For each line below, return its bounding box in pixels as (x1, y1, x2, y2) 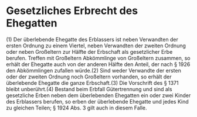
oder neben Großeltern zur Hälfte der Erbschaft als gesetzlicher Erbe (6, 48, 173, 55)
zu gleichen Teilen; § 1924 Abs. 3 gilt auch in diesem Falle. (6, 104, 148, 111)
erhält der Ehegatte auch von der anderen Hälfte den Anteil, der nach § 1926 (6, 60, 191, 68)
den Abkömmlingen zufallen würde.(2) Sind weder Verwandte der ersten (6, 67, 182, 74)
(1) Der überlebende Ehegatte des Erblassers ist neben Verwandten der (6, 36, 179, 43)
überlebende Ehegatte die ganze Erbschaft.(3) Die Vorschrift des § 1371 (6, 79, 179, 86)
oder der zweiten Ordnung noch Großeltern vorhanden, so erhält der (6, 73, 172, 80)
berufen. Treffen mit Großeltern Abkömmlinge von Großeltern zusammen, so (6, 54, 191, 61)
